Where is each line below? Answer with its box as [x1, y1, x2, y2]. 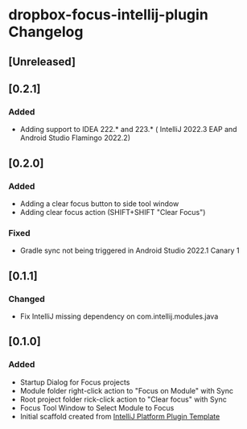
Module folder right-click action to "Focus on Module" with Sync [19, 386, 233, 395]
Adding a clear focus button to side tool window [19, 199, 179, 208]
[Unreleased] [8, 55, 76, 68]
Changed [8, 293, 46, 304]
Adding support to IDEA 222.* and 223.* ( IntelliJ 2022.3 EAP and [19, 125, 237, 134]
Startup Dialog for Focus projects [19, 377, 130, 387]
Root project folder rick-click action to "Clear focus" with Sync [19, 394, 227, 404]
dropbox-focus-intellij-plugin [8, 6, 209, 24]
